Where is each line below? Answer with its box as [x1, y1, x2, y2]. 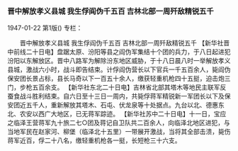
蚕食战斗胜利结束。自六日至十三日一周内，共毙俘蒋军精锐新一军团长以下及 [7, 92, 225, 101]
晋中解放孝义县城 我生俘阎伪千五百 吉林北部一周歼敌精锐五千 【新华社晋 [19, 39, 230, 47]
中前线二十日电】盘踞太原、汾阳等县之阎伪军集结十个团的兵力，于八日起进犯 [7, 47, 231, 56]
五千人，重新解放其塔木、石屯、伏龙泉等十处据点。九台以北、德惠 [25, 101, 218, 109]
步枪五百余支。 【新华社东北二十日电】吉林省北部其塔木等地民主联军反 [19, 83, 227, 91]
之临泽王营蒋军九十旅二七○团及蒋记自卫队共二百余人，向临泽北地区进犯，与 [7, 118, 230, 127]
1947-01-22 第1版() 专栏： [7, 23, 83, 33]
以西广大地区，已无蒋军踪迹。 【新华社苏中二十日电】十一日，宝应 [31, 110, 227, 118]
